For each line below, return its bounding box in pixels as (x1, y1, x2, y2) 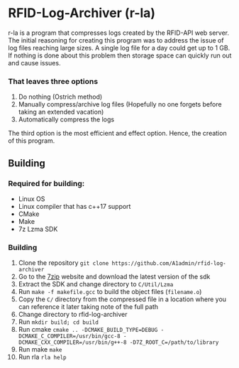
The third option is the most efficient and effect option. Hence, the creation (8, 129, 227, 138)
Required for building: (8, 178, 85, 188)
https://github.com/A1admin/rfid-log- (111, 260, 226, 267)
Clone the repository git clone (18, 259, 109, 267)
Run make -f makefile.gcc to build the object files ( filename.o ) (18, 288, 202, 296)
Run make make (18, 345, 62, 354)
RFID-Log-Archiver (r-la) (8, 5, 155, 21)
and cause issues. (8, 58, 61, 67)
